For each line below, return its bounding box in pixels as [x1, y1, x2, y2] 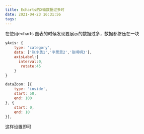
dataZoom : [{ [5, 82, 32, 87]
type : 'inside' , [14, 86, 48, 92]
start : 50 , [14, 91, 37, 96]
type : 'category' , [14, 45, 52, 50]
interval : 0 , [18, 59, 43, 64]
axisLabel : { [14, 55, 39, 60]
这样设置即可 [5, 124, 31, 130]
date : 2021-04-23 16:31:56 [5, 12, 61, 17]
